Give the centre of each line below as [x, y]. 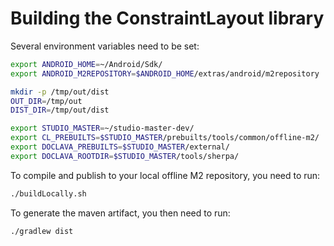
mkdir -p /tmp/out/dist [60, 92]
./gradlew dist [42, 231]
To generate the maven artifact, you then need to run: [120, 213]
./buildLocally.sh [48, 193]
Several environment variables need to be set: [105, 46]
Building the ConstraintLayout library [167, 18]
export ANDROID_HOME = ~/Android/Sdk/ [86, 64]
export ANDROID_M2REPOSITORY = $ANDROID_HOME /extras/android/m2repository [165, 73]
